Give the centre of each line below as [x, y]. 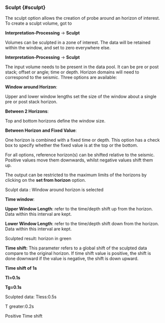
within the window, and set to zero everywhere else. [58, 48]
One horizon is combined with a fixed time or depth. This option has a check [82, 140]
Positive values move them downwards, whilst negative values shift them [79, 160]
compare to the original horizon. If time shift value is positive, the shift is [78, 253]
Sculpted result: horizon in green [38, 239]
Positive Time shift [24, 316]
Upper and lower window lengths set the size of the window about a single [81, 97]
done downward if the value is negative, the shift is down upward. [72, 259]
